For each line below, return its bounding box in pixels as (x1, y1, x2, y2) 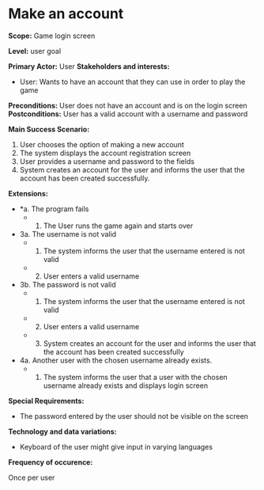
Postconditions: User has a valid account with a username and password (8, 108, 248, 119)
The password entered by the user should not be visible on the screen (19, 411, 249, 420)
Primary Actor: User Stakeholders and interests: (8, 61, 170, 71)
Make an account (8, 5, 124, 23)
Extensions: (8, 188, 49, 198)
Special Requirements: (8, 396, 85, 405)
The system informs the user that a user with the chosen (43, 372, 228, 382)
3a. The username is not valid (19, 229, 117, 238)
